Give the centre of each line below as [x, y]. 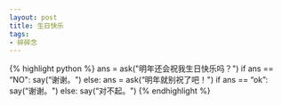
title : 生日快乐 [36, 26]
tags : [19, 34]
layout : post [33, 17]
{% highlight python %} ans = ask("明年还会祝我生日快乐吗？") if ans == [141, 69]
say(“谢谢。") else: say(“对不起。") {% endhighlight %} [110, 91]
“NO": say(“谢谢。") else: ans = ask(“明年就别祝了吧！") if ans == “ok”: [139, 80]
